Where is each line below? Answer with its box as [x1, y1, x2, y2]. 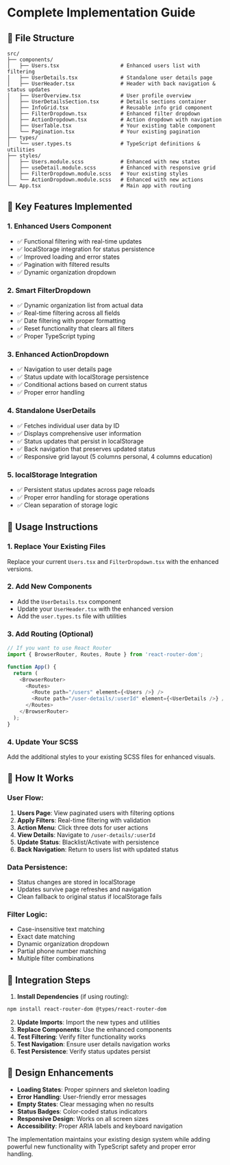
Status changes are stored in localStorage [16, 878, 136, 886]
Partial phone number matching [16, 947, 106, 955]
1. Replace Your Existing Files [7, 542, 106, 552]
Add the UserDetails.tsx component [16, 597, 121, 605]
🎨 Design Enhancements [7, 1067, 114, 1079]
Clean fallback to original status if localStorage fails [16, 892, 162, 900]
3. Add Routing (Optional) [7, 629, 94, 639]
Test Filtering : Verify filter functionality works [16, 1033, 146, 1041]
